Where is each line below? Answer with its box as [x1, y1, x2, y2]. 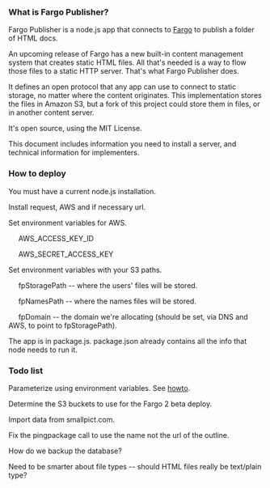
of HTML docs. [8, 33, 58, 43]
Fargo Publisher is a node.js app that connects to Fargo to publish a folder [8, 25, 255, 35]
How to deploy [8, 168, 66, 180]
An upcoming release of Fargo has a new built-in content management [8, 49, 244, 59]
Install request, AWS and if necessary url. [8, 202, 146, 212]
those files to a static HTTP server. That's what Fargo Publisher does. [8, 66, 240, 76]
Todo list [8, 365, 43, 376]
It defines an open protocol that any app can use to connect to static [8, 82, 237, 91]
